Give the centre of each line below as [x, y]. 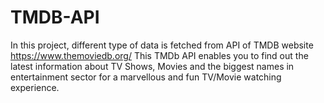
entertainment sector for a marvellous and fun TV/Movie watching [146, 77]
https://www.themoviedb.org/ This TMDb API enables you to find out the [159, 55]
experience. [35, 87]
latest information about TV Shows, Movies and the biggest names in [152, 66]
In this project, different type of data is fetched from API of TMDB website [162, 45]
